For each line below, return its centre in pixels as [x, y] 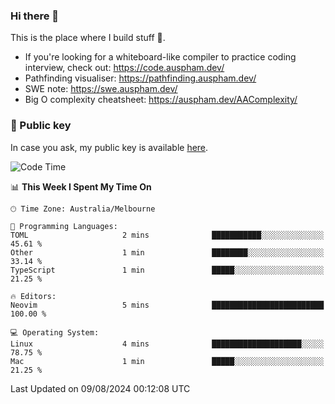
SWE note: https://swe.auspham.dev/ [101, 89]
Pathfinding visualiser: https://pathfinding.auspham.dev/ [140, 78]
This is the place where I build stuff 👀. [88, 38]
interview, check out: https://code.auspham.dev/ [124, 68]
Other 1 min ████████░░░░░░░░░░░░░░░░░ [167, 252]
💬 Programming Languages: [64, 226]
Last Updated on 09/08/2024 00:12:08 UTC [100, 388]
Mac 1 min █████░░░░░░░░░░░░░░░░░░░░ [167, 361]
